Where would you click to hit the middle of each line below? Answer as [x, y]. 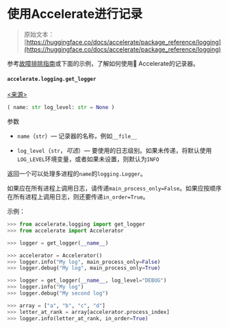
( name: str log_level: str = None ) [61, 108]
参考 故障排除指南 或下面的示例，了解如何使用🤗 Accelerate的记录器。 [103, 63]
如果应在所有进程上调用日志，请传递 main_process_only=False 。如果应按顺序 [114, 188]
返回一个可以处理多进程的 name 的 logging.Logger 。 [77, 174]
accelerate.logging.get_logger [52, 79]
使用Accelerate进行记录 [75, 14]
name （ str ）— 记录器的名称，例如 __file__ [77, 136]
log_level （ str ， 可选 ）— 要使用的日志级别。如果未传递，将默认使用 [114, 151]
